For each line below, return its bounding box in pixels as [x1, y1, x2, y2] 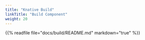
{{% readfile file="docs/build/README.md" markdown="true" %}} [5, 30, 141, 36]
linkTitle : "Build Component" [5, 12, 68, 17]
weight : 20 [5, 16, 28, 21]
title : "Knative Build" [5, 7, 55, 12]
